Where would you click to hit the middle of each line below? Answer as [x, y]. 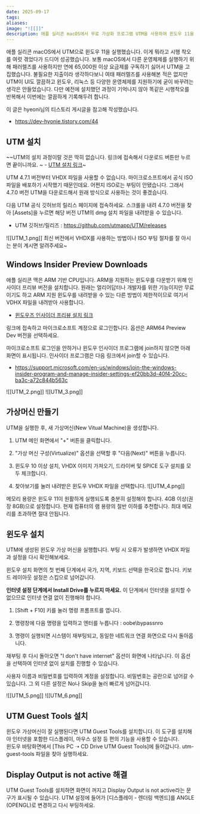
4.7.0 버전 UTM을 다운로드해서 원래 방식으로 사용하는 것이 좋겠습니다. [87, 192]
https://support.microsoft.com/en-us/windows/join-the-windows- [96, 367]
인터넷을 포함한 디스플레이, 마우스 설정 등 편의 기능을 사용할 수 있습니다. [96, 739]
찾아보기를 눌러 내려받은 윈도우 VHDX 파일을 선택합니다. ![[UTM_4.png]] [100, 486]
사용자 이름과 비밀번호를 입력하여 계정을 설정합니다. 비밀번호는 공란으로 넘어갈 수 [100, 676]
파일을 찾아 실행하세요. [62, 754]
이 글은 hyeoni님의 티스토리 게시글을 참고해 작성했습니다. [73, 110]
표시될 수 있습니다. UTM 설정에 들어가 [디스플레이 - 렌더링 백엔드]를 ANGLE [106, 798]
